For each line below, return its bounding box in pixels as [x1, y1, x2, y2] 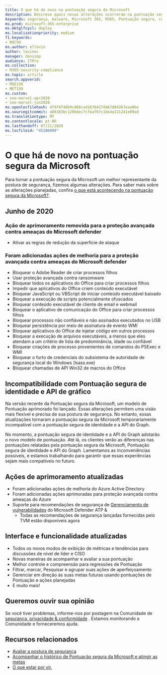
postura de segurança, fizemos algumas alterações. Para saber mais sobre [5, 182, 159, 188]
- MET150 [5, 86, 23, 91]
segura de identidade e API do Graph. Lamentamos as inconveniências [5, 447, 151, 453]
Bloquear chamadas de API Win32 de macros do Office [12, 365, 126, 371]
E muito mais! [12, 582, 40, 588]
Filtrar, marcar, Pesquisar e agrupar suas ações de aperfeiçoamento [12, 566, 152, 572]
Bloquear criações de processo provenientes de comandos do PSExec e [12, 344, 161, 350]
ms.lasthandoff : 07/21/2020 [5, 123, 64, 128]
